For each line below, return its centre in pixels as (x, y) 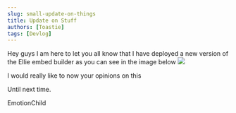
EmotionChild (27, 103)
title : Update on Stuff (42, 20)
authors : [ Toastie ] (36, 27)
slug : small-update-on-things (52, 14)
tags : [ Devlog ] (30, 34)
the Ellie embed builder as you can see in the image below (92, 62)
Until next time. (29, 90)
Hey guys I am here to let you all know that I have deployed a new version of (118, 54)
